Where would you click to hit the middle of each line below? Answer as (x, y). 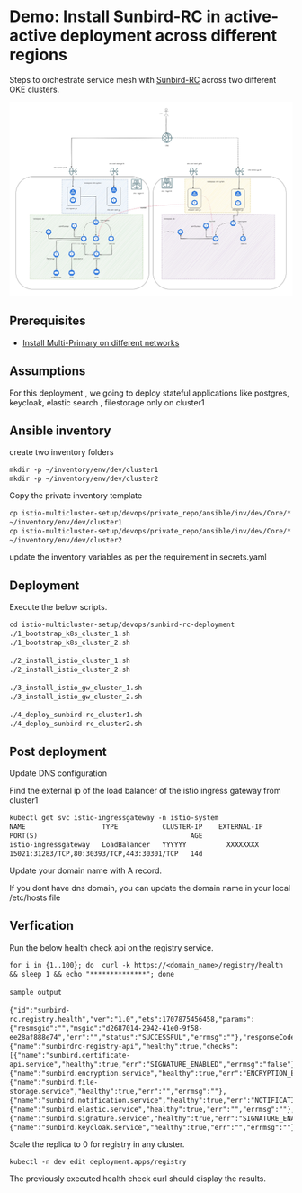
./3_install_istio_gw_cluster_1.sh (76, 688)
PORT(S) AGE (106, 836)
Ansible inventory (60, 430)
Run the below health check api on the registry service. (111, 947)
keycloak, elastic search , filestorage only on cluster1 (107, 402)
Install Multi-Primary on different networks (101, 342)
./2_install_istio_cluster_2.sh (70, 670)
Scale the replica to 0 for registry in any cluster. (97, 1144)
